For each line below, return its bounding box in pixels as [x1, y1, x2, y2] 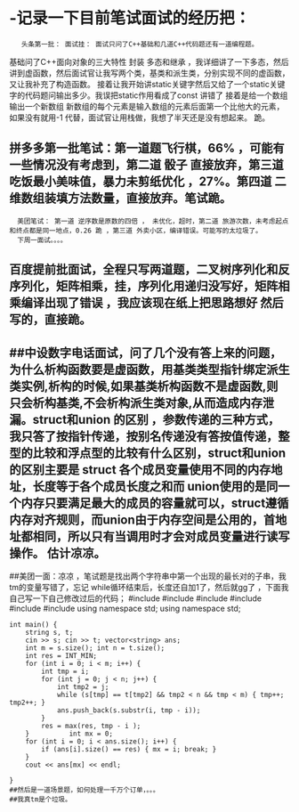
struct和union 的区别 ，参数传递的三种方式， [32, 411, 280, 427]
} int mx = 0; [25, 729, 114, 738]
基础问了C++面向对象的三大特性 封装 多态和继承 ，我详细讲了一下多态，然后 [9, 56, 289, 67]
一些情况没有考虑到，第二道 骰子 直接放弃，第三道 [9, 158, 284, 173]
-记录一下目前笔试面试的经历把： [9, 8, 251, 28]
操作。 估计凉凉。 [9, 545, 106, 561]
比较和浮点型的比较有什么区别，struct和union [32, 445, 287, 460]
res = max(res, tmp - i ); [41, 721, 141, 730]
